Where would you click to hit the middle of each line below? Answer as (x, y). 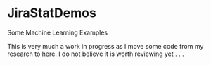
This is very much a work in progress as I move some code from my (105, 46)
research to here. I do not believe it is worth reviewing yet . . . (96, 54)
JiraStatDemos (52, 13)
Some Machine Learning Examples (58, 32)
